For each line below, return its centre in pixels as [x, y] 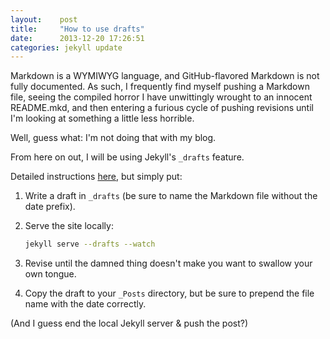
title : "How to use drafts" [77, 29]
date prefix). [50, 207]
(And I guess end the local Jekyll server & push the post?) [129, 323]
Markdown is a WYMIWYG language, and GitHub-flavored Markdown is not [165, 76]
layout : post [44, 19]
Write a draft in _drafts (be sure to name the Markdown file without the [171, 196]
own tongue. [50, 274]
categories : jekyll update [66, 47]
